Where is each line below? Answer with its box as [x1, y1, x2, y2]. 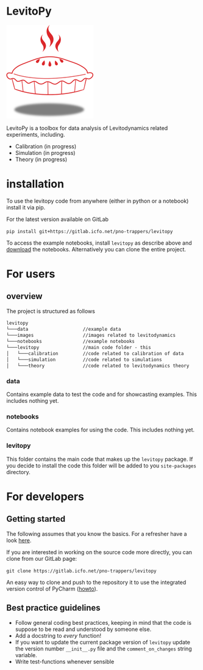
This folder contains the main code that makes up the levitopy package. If [6, 455, 193, 463]
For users [6, 267, 55, 281]
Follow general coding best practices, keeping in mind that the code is [15, 619, 192, 626]
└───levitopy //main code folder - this [6, 344, 151, 350]
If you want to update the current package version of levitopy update [15, 638, 191, 646]
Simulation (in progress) [15, 149, 76, 156]
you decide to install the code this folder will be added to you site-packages [6, 462, 197, 469]
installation [6, 177, 65, 191]
